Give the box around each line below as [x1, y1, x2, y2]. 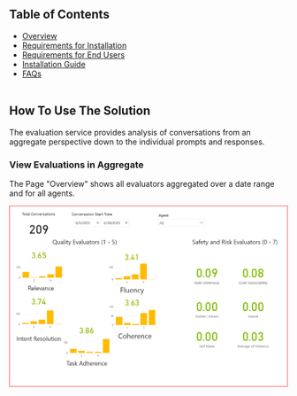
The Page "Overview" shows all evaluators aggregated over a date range [9, 178, 275, 189]
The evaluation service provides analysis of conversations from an [9, 127, 252, 137]
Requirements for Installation [21, 40, 127, 50]
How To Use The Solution [9, 104, 151, 119]
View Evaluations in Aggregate [9, 159, 144, 171]
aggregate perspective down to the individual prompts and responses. [9, 136, 265, 147]
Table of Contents [9, 7, 110, 22]
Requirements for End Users [21, 49, 126, 60]
